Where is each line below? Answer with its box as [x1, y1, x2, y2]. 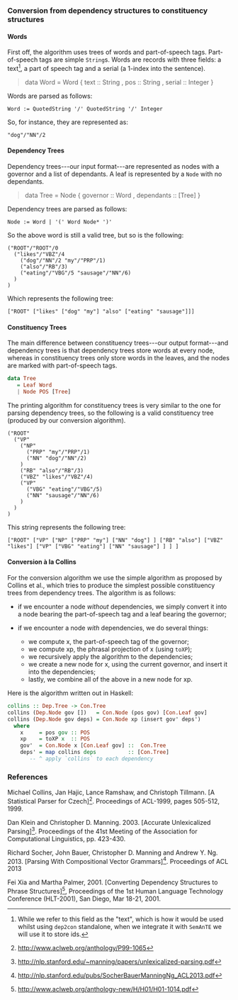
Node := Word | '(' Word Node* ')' [7, 218, 113, 226]
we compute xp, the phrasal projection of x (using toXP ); [28, 645, 193, 654]
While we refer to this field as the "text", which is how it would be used [17, 914, 224, 923]
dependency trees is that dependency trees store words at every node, [7, 346, 215, 355]
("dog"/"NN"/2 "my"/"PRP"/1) [20, 257, 106, 264]
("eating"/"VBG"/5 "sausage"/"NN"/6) [20, 269, 132, 277]
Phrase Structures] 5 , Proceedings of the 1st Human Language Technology [7, 886, 224, 895]
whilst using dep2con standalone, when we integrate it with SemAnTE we [17, 922, 222, 930]
